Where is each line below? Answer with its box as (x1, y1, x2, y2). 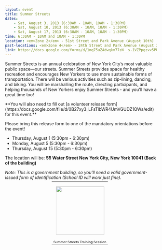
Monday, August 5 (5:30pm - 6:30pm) (12, 140, 88, 146)
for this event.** (5, 111, 37, 117)
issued (5, 175, 18, 180)
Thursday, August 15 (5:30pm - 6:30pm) (12, 146, 93, 151)
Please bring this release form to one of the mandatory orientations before (5, 120, 153, 126)
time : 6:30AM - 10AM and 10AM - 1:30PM (5, 34, 85, 39)
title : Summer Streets (5, 12, 51, 16)
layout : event (5, 7, 34, 12)
